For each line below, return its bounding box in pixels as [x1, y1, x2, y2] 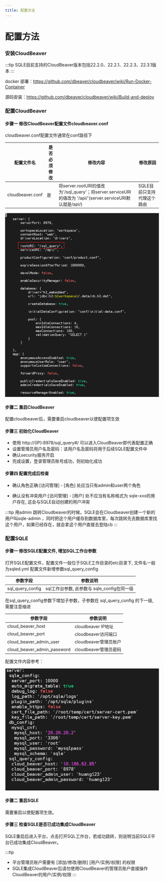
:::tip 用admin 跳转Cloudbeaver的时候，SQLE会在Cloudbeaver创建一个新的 [5, 509, 155, 515]
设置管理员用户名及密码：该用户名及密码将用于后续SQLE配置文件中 [12, 446, 147, 452]
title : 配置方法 [5, 8, 35, 13]
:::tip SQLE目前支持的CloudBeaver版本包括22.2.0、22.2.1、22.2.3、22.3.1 [5, 62, 152, 68]
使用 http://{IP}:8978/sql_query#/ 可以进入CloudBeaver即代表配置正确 [12, 440, 153, 446]
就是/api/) [62, 201, 83, 207]
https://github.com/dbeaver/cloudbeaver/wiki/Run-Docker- [33, 78, 152, 84]
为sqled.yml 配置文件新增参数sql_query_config [5, 566, 99, 572]
